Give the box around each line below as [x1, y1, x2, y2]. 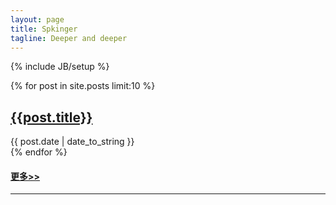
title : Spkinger [10, 24, 78, 34]
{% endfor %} [10, 146, 68, 158]
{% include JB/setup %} [10, 61, 110, 73]
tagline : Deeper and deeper [10, 33, 128, 43]
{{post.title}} [10, 109, 93, 126]
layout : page [10, 14, 65, 25]
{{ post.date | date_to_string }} [10, 136, 135, 148]
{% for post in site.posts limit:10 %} [10, 80, 156, 92]
